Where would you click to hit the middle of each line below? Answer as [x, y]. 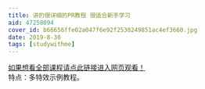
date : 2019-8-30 [34, 37]
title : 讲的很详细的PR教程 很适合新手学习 [69, 15]
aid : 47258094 [31, 23]
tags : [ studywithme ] [42, 44]
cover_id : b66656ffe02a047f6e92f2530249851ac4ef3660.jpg [103, 30]
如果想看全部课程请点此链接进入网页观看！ [77, 68]
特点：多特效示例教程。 [46, 77]
